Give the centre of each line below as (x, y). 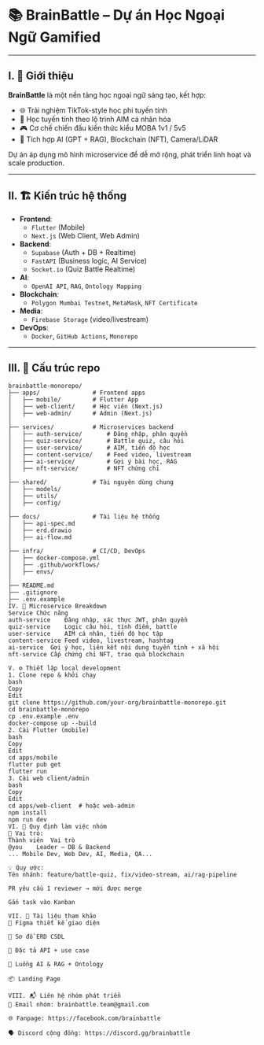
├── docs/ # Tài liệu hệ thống (84, 517)
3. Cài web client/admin (49, 779)
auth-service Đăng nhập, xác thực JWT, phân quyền (98, 620)
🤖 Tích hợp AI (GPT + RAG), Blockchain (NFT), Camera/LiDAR (119, 139)
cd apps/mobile (33, 758)
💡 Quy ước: (26, 868)
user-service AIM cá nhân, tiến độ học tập (86, 634)
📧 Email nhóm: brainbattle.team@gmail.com (79, 1005)
